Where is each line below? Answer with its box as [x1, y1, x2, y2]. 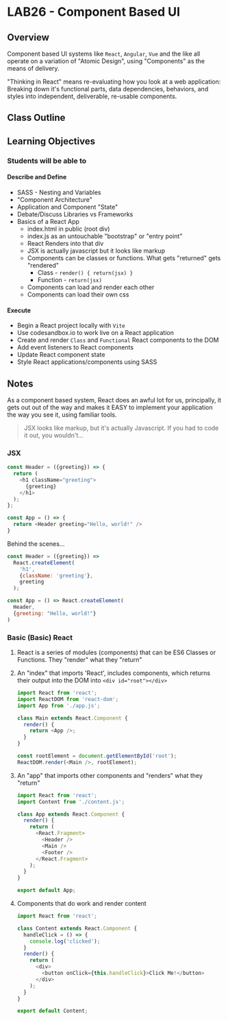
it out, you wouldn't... [23, 431, 84, 439]
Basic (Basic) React [7, 632, 73, 642]
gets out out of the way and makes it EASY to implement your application [7, 403, 213, 411]
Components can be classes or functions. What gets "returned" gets [27, 253, 221, 262]
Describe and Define [7, 173, 67, 181]
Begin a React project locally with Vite [16, 321, 125, 330]
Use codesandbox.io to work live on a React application [16, 329, 175, 337]
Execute [7, 306, 31, 314]
